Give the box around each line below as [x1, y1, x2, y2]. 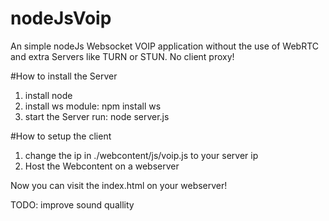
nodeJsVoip [10, 7, 112, 30]
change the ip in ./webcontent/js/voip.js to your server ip [24, 149, 259, 161]
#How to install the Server [10, 70, 118, 82]
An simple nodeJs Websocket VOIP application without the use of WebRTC [10, 40, 320, 52]
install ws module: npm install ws [24, 100, 162, 112]
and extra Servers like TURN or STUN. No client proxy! [10, 50, 235, 62]
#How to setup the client [10, 130, 112, 142]
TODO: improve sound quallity [10, 198, 135, 211]
